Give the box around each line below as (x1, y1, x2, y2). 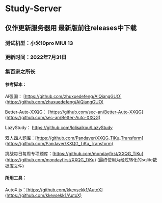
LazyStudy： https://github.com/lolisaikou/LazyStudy (5, 125, 113, 130)
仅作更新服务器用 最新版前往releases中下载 (5, 24, 137, 32)
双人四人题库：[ (5, 135, 37, 141)
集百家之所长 (5, 68, 36, 75)
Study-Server (5, 3, 62, 14)
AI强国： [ (5, 93, 26, 99)
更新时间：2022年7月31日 (5, 54, 67, 61)
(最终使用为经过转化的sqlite (97, 156, 153, 162)
